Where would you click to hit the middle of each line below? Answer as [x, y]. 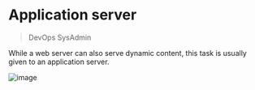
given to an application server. [59, 62]
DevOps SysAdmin [60, 37]
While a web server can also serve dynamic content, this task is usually [128, 53]
